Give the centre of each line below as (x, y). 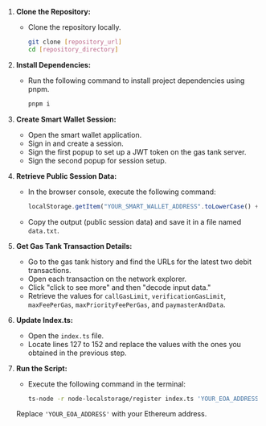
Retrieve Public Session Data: (66, 176)
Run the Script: (41, 368)
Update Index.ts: (45, 320)
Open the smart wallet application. (85, 134)
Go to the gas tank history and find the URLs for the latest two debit (139, 262)
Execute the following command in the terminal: (107, 384)
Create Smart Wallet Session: (66, 119)
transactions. (49, 270)
